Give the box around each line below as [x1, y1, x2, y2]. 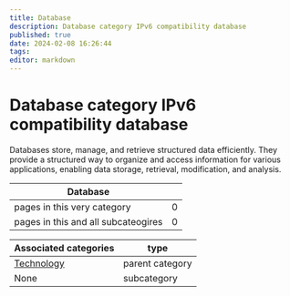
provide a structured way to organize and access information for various [9, 154, 281, 165]
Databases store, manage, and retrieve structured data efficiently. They [9, 144, 278, 155]
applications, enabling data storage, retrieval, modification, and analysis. [9, 163, 282, 174]
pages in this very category [14, 200, 131, 213]
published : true [9, 30, 71, 39]
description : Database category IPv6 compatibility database [9, 22, 247, 31]
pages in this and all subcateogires [14, 215, 163, 228]
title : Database [9, 13, 71, 23]
